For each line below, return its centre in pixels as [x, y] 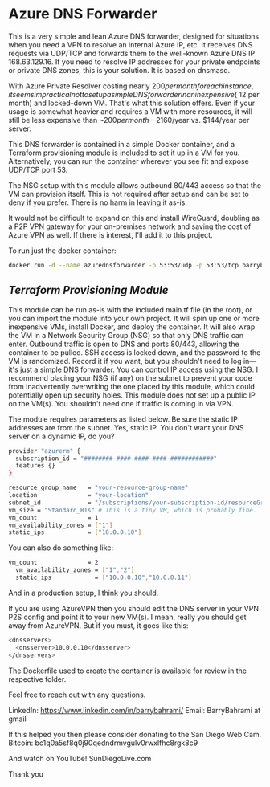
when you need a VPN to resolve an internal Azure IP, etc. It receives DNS [131, 44]
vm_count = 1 [53, 518]
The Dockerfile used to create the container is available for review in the [128, 671]
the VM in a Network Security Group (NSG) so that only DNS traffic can [126, 335]
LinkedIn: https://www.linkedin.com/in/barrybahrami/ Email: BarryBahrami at [135, 710]
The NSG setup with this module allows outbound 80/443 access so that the [135, 185]
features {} [36, 466]
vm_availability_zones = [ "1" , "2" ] [75, 570]
